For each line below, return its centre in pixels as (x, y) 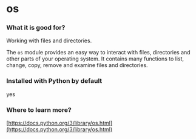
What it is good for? (36, 28)
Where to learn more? (39, 109)
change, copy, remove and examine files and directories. (77, 65)
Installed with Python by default (54, 81)
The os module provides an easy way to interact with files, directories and (98, 53)
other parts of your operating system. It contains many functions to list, (95, 59)
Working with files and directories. (49, 40)
